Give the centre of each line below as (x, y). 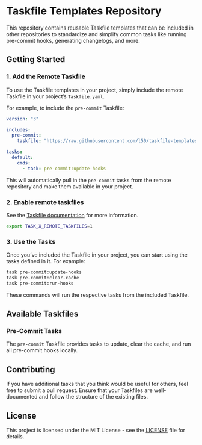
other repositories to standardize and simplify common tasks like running (96, 34)
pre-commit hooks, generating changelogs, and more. (73, 40)
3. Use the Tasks (31, 241)
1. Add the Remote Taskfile (46, 76)
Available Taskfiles (42, 314)
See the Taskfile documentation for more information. (72, 215)
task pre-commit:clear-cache (43, 278)
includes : (19, 130)
